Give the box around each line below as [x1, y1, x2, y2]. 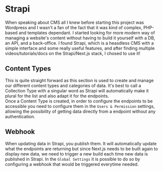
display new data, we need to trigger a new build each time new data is [5, 151, 148, 156]
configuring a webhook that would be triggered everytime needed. [5, 161, 139, 167]
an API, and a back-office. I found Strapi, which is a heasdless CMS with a [5, 40, 154, 46]
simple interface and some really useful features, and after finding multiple [5, 45, 155, 51]
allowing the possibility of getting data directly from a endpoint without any [5, 108, 156, 114]
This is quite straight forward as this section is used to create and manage [5, 77, 154, 83]
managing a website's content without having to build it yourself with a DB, [5, 35, 155, 41]
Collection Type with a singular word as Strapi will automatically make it [5, 87, 149, 93]
